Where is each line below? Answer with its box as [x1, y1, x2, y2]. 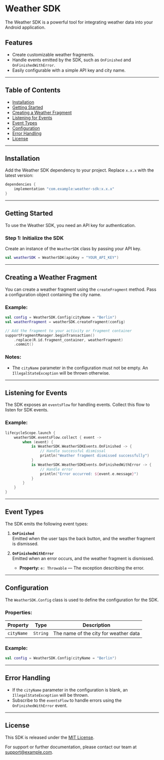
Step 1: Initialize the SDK [5, 234, 64, 241]
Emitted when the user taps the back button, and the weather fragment [12, 535, 155, 541]
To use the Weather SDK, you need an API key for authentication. [5, 222, 136, 228]
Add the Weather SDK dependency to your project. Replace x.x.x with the [5, 167, 154, 173]
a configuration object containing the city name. [5, 291, 102, 297]
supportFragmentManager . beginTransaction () [5, 333, 95, 338]
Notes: [5, 354, 21, 360]
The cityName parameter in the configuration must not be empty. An [12, 365, 148, 371]
